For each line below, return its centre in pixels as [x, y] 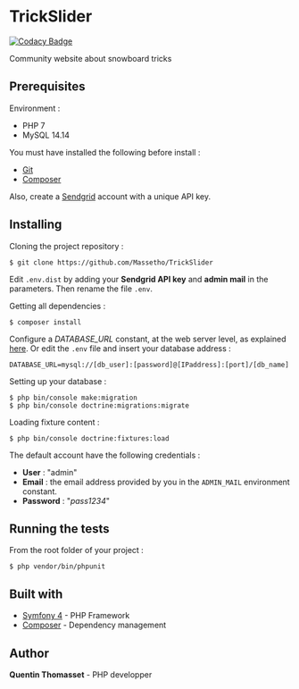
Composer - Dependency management [94, 625]
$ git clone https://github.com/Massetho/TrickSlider [112, 262]
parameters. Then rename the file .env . [81, 289]
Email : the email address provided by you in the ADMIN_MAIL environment [156, 482]
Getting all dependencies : [58, 306]
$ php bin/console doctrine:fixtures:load [89, 438]
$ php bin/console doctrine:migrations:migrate [100, 405]
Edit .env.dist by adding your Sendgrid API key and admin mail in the [139, 279]
